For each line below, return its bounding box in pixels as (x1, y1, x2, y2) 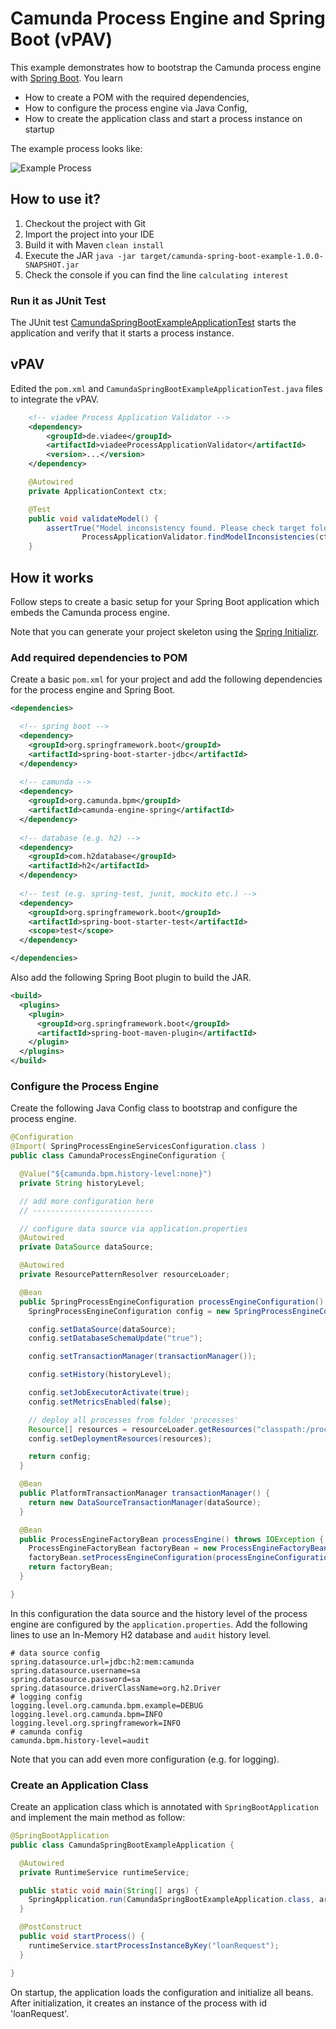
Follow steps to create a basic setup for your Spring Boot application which (10, 596, 320, 608)
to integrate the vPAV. (10, 393, 100, 405)
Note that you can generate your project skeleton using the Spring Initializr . (10, 626, 320, 638)
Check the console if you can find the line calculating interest (24, 268, 289, 281)
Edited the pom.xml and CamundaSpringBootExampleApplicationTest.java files (10, 382, 323, 394)
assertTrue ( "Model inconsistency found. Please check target (46, 523, 307, 533)
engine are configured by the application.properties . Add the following (10, 1618, 308, 1630)
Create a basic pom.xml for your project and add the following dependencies (10, 673, 323, 686)
